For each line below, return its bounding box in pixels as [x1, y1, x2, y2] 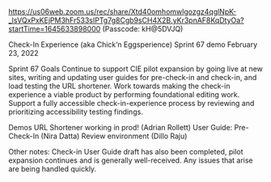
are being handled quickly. [8, 164, 97, 173]
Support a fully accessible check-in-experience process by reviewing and [8, 99, 255, 108]
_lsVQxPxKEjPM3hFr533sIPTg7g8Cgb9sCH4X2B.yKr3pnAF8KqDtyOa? [8, 15, 244, 25]
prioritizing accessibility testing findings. [8, 107, 143, 116]
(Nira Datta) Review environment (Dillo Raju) [40, 131, 188, 141]
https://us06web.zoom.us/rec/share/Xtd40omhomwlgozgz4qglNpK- [8, 7, 237, 16]
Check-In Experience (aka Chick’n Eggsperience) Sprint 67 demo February [8, 40, 258, 49]
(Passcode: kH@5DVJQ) [102, 24, 184, 33]
